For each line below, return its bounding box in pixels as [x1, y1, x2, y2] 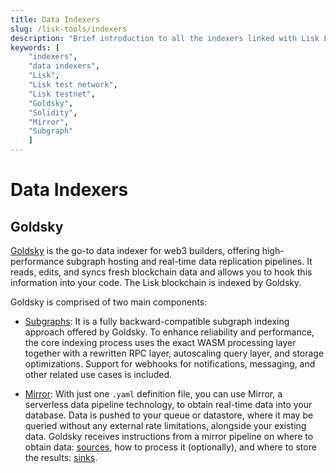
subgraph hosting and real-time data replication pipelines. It [66, 256, 313, 267]
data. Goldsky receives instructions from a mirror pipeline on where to [24, 431, 314, 442]
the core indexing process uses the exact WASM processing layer [24, 337, 297, 348]
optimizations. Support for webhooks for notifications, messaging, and [24, 358, 316, 370]
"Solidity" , [28, 107, 78, 118]
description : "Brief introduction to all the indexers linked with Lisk [10, 33, 320, 43]
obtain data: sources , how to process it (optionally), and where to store [24, 441, 317, 453]
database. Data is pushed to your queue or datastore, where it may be [24, 409, 314, 421]
